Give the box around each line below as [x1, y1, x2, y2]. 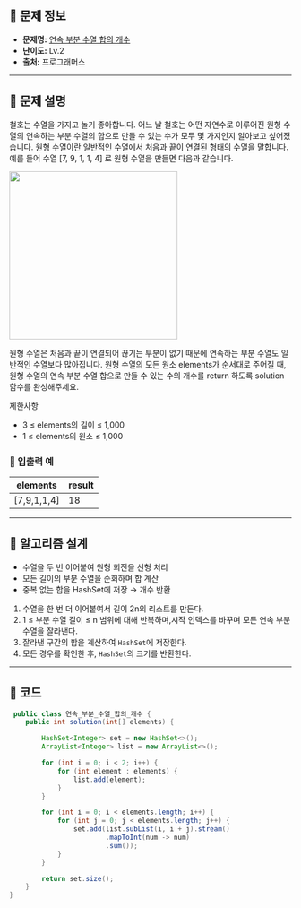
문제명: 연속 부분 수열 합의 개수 [21, 34, 131, 45]
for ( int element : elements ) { [56, 766, 178, 775]
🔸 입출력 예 [9, 455, 54, 468]
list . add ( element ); [73, 774, 146, 784]
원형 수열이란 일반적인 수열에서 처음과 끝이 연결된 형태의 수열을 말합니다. [35, 142, 289, 152]
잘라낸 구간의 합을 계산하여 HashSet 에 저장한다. [21, 636, 187, 647]
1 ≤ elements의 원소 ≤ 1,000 [21, 430, 124, 441]
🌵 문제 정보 [9, 8, 67, 24]
